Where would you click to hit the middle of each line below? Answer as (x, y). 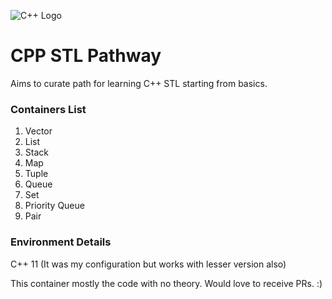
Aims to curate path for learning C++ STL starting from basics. (139, 83)
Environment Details (61, 242)
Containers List (48, 109)
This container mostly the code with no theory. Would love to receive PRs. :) (166, 283)
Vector (38, 131)
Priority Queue (54, 206)
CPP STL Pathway (86, 56)
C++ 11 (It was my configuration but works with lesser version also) (148, 264)
